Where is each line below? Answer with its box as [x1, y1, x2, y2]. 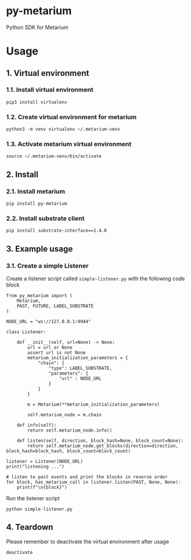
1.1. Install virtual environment [6, 86, 93, 94]
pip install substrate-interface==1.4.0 [6, 228, 108, 234]
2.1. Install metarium [6, 187, 65, 195]
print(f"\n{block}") [17, 484, 67, 491]
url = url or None [27, 345, 73, 350]
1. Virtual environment [6, 68, 90, 78]
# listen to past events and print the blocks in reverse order [6, 474, 168, 480]
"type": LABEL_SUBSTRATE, [48, 365, 112, 371]
